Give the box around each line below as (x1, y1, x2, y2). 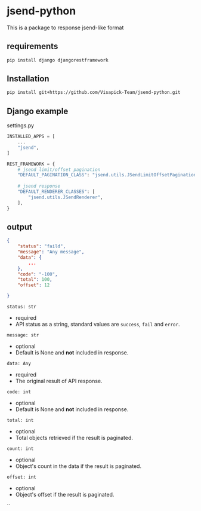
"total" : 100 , (17, 277, 52, 283)
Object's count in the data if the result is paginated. (15, 463, 142, 470)
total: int (7, 417, 34, 424)
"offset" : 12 (17, 282, 50, 288)
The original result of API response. (15, 378, 103, 385)
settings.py (7, 122, 35, 129)
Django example (7, 106, 69, 116)
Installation (7, 74, 50, 84)
